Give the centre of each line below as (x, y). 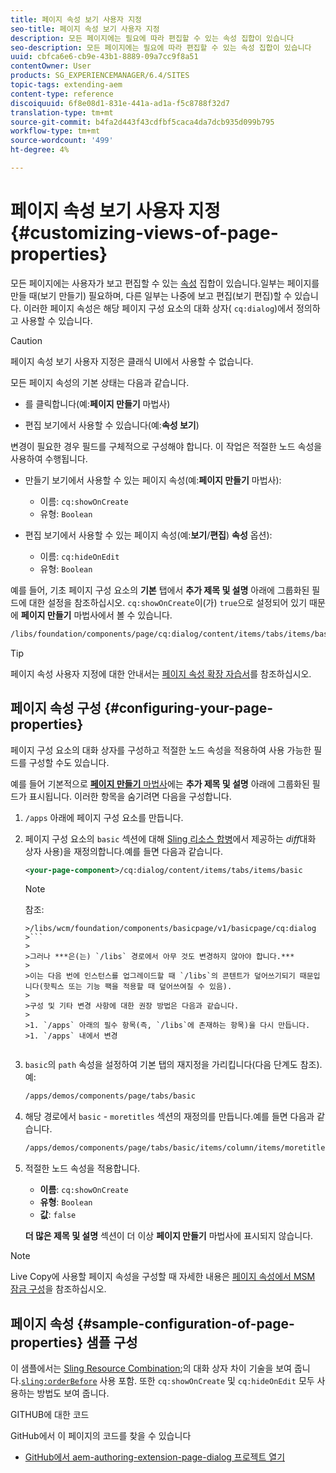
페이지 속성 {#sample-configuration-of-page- (152, 1323)
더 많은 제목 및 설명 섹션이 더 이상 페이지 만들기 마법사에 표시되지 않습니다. (169, 1236)
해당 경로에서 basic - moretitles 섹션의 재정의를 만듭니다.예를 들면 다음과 (169, 1117)
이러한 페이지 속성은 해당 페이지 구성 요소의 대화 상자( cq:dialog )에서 (158, 308)
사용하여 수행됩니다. (49, 458)
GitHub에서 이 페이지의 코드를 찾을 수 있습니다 (101, 1435)
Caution (26, 340)
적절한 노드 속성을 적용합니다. (82, 1168)
